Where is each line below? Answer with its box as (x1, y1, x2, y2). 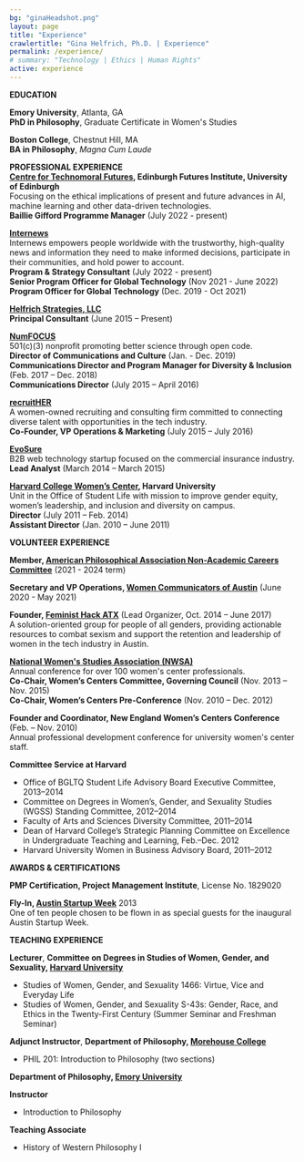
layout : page (9, 22, 59, 31)
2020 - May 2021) (9, 591, 77, 602)
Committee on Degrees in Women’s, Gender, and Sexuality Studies (22, 796, 273, 807)
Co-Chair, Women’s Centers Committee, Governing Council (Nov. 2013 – (9, 675, 288, 686)
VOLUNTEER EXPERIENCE (9, 537, 110, 548)
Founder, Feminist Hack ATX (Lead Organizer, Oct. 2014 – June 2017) (9, 609, 272, 620)
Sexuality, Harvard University (9, 961, 124, 972)
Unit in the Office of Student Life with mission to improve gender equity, (9, 489, 279, 501)
